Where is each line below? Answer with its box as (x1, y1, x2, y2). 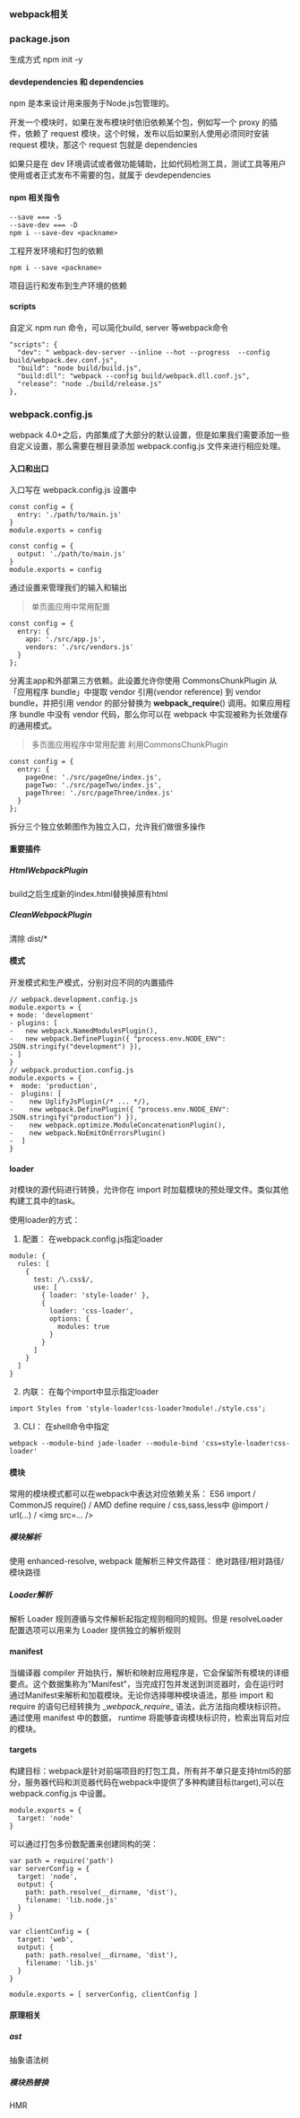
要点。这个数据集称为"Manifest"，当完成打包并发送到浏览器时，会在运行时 (9, 1678, 285, 1689)
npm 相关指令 (9, 192, 60, 203)
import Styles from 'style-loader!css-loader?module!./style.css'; (9, 1404, 267, 1413)
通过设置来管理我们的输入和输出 (9, 582, 127, 593)
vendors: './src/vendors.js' (25, 643, 134, 652)
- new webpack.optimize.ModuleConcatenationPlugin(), (9, 1121, 227, 1130)
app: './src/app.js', (25, 635, 106, 644)
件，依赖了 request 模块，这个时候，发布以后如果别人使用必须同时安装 (9, 128, 270, 139)
